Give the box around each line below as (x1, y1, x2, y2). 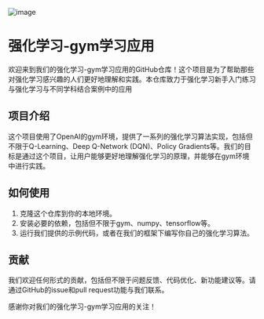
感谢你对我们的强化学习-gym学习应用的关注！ (8, 302, 157, 311)
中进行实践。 (8, 161, 49, 170)
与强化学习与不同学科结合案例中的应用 (8, 84, 132, 93)
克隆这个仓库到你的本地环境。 (19, 208, 116, 218)
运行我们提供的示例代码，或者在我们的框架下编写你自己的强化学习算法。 (19, 228, 254, 237)
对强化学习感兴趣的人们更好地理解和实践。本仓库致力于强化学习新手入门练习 (8, 74, 256, 84)
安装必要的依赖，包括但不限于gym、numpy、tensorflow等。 (19, 218, 214, 227)
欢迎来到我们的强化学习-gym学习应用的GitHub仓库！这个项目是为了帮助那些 (8, 64, 255, 74)
